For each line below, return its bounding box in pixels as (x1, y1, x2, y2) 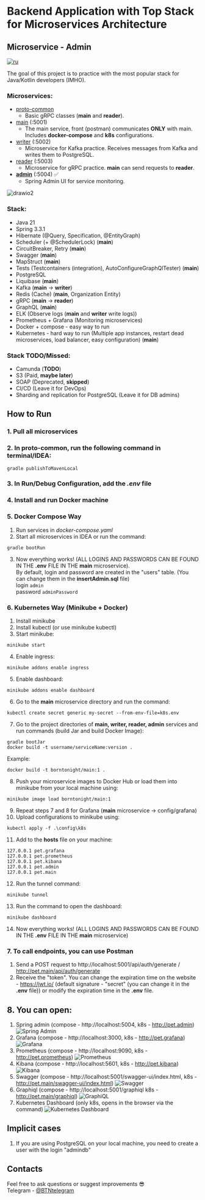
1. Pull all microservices (7, 427, 78, 436)
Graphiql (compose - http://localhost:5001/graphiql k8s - (15, 1086, 159, 1093)
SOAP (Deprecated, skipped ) (15, 378, 90, 385)
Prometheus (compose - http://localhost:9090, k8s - (15, 1047, 148, 1055)
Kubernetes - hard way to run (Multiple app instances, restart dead (15, 329, 184, 336)
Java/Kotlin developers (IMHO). (7, 77, 86, 83)
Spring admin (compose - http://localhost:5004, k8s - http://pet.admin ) (15, 1021, 195, 1028)
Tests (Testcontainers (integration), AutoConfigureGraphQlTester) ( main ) (15, 264, 200, 272)
